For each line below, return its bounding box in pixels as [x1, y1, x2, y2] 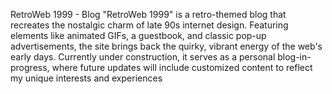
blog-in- [277, 51, 312, 63]
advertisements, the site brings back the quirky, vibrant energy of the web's [10, 40, 323, 52]
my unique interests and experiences [10, 72, 163, 84]
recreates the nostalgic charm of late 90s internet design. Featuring [10, 19, 289, 31]
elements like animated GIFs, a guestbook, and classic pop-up [10, 30, 267, 41]
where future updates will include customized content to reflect [51, 62, 313, 73]
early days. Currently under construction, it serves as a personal [10, 51, 276, 63]
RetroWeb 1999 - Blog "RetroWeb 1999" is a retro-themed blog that [10, 9, 287, 20]
